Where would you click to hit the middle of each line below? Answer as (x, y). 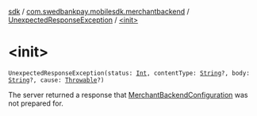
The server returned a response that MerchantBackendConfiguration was (128, 95)
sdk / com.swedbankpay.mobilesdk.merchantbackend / (99, 12)
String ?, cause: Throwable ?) (56, 80)
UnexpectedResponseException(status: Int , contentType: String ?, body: (129, 73)
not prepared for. (36, 103)
